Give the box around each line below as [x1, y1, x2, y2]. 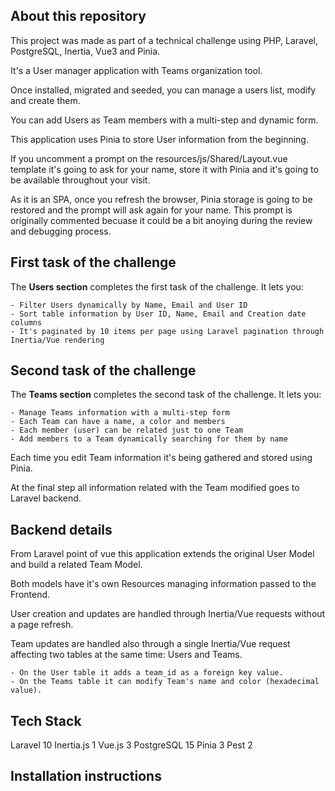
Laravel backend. [10, 492, 82, 504]
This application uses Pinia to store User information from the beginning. [10, 133, 309, 145]
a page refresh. [10, 619, 74, 631]
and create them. [10, 94, 81, 106]
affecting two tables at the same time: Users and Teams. [10, 649, 243, 661]
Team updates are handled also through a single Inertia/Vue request [10, 638, 291, 650]
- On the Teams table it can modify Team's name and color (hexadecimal [10, 677, 320, 687]
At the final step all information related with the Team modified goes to [10, 482, 300, 494]
